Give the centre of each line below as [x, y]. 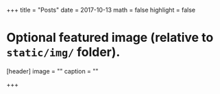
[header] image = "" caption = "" [52, 71]
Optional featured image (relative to [110, 38]
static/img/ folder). [63, 52]
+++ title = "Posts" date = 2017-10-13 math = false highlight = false [101, 10]
